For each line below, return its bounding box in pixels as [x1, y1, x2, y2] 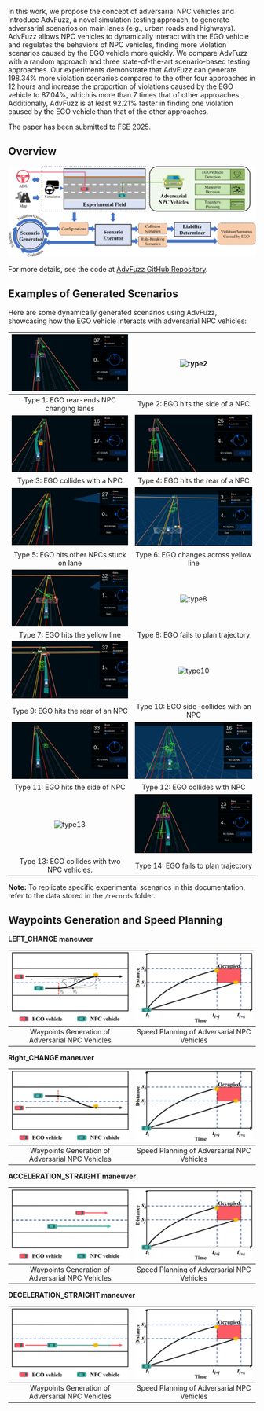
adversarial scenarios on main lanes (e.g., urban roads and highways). [8, 24, 236, 32]
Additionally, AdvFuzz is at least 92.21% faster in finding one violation [8, 98, 233, 108]
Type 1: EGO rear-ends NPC [23, 395, 116, 404]
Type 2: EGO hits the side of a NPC [137, 399, 250, 409]
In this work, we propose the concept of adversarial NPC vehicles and [8, 7, 234, 16]
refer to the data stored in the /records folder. [8, 891, 156, 900]
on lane [57, 558, 82, 568]
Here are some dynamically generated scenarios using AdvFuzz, [8, 308, 218, 318]
